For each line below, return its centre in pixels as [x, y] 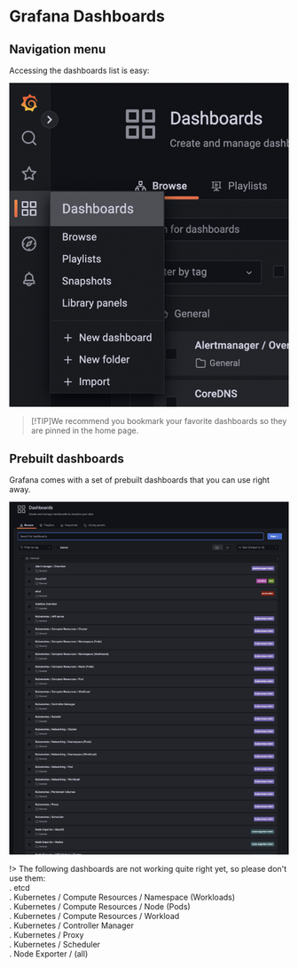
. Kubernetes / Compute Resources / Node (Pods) [100, 907]
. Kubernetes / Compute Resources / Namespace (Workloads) [122, 897]
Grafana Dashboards [87, 16]
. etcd [20, 888]
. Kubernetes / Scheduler [55, 945]
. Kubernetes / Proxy [47, 935]
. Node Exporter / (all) [49, 954]
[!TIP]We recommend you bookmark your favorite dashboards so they [159, 421]
